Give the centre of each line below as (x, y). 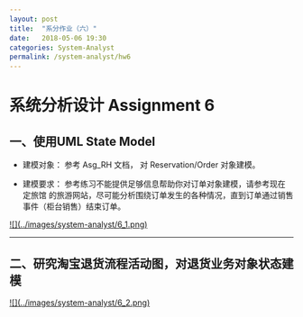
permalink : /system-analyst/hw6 (70, 57)
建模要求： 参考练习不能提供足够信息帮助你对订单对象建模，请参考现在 (154, 184)
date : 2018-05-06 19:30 (58, 38)
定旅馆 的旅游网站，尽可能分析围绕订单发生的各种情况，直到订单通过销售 (158, 195)
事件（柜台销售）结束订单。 (74, 206)
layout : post (34, 19)
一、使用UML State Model (83, 141)
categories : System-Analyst (62, 48)
